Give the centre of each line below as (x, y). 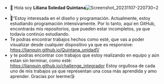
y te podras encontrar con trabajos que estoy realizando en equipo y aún (84, 55)
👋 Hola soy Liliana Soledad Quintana (48, 8)
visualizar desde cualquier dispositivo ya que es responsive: (71, 44)
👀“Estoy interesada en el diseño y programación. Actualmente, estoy (80, 18)
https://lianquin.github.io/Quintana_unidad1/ (54, 50)
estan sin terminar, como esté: (41, 60)
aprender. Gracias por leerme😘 (42, 76)
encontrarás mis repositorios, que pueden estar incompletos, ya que (80, 29)
